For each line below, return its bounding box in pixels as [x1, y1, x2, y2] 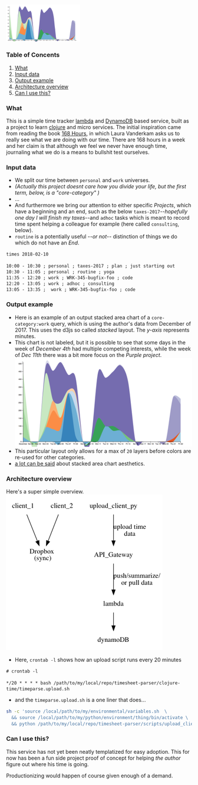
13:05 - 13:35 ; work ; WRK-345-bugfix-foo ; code [6, 287, 136, 293]
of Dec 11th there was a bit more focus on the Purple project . [14, 351, 162, 358]
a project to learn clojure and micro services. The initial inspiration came [6, 123, 181, 131]
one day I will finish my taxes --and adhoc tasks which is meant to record [14, 214, 190, 221]
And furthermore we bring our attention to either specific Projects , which [14, 202, 192, 209]
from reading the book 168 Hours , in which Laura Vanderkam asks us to [6, 130, 180, 137]
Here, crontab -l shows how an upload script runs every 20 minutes [14, 656, 181, 663]
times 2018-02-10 [6, 251, 49, 257]
